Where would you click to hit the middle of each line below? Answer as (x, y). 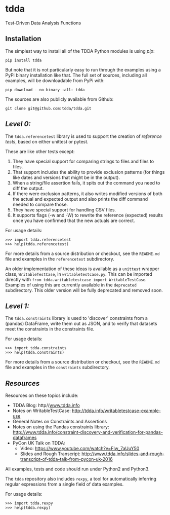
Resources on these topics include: (42, 395)
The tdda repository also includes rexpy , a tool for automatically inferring (81, 479)
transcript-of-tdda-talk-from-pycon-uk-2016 (66, 459)
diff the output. (28, 188)
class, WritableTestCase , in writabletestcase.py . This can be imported (79, 274)
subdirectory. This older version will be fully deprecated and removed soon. (84, 290)
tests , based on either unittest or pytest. (47, 141)
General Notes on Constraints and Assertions (60, 422)
